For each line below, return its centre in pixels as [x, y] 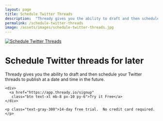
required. [145, 109]
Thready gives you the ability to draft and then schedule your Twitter [73, 74]
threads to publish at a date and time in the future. [55, 79]
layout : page [18, 9]
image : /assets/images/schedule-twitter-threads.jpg [59, 28]
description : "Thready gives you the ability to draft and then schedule [82, 18]
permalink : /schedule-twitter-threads [44, 23]
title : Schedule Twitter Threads [39, 14]
